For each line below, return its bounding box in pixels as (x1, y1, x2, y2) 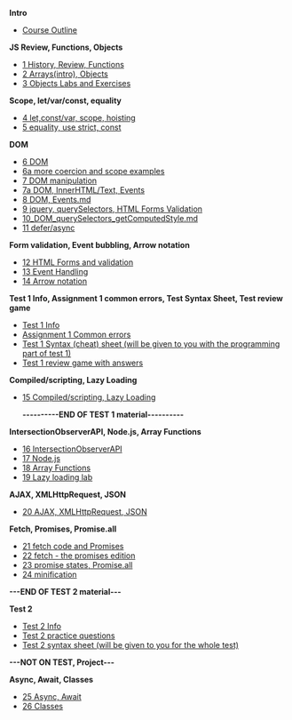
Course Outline (21, 25, 78, 35)
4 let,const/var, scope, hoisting (21, 113, 136, 123)
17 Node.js (21, 453, 60, 463)
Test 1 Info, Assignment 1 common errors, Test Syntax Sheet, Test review (9, 293, 284, 303)
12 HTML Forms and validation (21, 257, 134, 268)
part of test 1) (21, 348, 72, 358)
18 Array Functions (21, 462, 91, 473)
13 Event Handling (21, 267, 89, 276)
